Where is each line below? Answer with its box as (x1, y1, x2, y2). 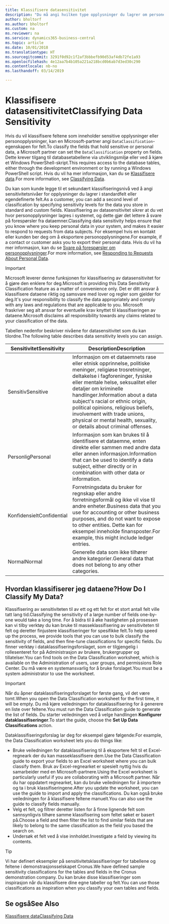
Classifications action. (5, 722, 53, 728)
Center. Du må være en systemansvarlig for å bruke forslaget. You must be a (5, 665, 162, 671)
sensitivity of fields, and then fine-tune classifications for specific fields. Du (5, 638, 162, 644)
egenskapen (5, 143, 31, 150)
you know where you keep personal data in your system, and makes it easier (5, 223, 164, 229)
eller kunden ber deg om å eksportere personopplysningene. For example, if (5, 233, 162, 240)
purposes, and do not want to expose (72, 515, 161, 522)
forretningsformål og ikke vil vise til (72, 496, 155, 503)
